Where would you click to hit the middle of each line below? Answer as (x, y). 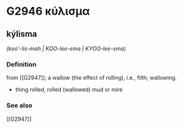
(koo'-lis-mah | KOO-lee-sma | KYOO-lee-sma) (66, 48)
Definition (21, 64)
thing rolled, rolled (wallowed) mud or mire (69, 89)
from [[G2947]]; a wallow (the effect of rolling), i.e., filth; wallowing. (91, 78)
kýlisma (22, 34)
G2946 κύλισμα (48, 11)
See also (19, 105)
